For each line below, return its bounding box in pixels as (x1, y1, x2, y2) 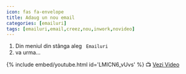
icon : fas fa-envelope (6, 8, 64, 15)
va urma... (15, 49, 41, 56)
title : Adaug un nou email (6, 15, 75, 21)
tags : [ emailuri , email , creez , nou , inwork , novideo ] (6, 25, 135, 32)
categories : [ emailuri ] (6, 20, 67, 26)
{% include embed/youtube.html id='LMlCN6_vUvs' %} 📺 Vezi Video (6, 61, 180, 69)
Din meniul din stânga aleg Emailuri (15, 42, 109, 50)
